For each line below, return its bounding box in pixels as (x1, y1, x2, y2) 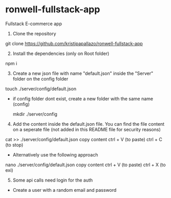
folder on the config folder (12, 75, 69, 82)
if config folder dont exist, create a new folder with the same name (12, 95, 154, 102)
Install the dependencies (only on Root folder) (12, 50, 110, 56)
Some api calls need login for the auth (12, 177, 93, 183)
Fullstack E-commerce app (5, 21, 62, 27)
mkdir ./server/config (12, 111, 58, 117)
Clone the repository (12, 30, 56, 36)
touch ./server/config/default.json (5, 86, 77, 92)
